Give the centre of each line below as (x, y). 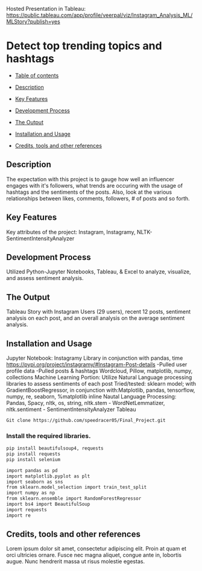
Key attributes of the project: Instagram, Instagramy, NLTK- (79, 232)
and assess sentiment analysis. (45, 278)
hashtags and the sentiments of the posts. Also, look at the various (89, 192)
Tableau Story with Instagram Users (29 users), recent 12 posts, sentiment (99, 312)
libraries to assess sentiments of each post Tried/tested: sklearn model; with (101, 384)
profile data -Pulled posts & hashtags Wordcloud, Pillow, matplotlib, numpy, (99, 371)
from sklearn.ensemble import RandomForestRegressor (74, 499)
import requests (27, 509)
